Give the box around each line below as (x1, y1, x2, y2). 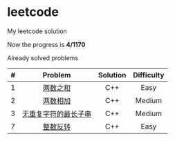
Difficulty (132, 70, 165, 79)
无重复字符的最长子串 (21, 109, 92, 118)
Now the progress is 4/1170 (7, 40, 86, 48)
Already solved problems (7, 53, 78, 62)
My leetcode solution (7, 27, 67, 35)
